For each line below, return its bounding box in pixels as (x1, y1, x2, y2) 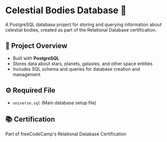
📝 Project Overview (5, 42, 68, 50)
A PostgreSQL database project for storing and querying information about (5, 21, 162, 27)
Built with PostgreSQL (12, 55, 60, 61)
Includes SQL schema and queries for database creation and (12, 66, 140, 72)
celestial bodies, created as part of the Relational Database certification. (5, 26, 157, 33)
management (12, 71, 41, 77)
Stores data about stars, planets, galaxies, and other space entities (12, 61, 153, 67)
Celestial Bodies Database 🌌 (5, 5, 127, 16)
